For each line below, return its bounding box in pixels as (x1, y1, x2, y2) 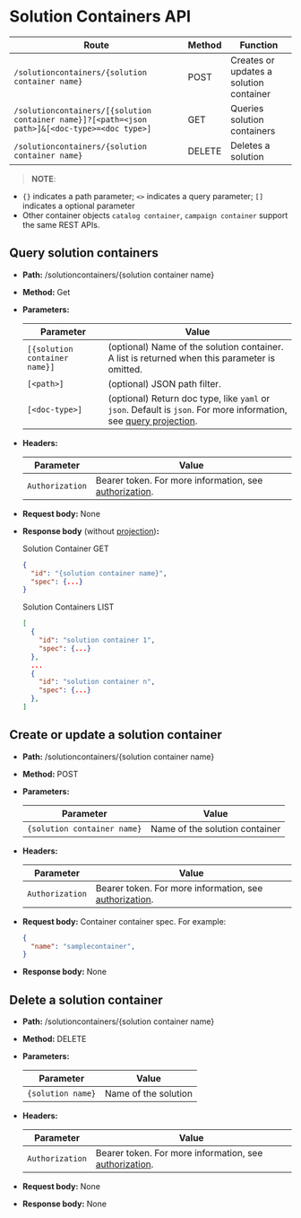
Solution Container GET (21, 543, 109, 554)
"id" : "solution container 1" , (39, 635, 156, 644)
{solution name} (26, 1089, 97, 1099)
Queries (229, 101, 264, 114)
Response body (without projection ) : (21, 525, 159, 536)
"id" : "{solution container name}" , (30, 568, 168, 578)
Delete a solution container (9, 992, 163, 1007)
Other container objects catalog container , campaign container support (21, 209, 288, 221)
